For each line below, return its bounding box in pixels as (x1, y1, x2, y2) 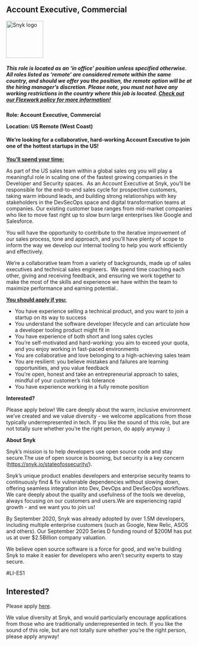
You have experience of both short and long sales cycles (14, 332, 153, 340)
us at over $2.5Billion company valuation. (6, 533, 107, 541)
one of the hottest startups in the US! (6, 142, 99, 150)
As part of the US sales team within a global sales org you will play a (6, 167, 173, 174)
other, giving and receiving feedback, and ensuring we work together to (6, 272, 181, 279)
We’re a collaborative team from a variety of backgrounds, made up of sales (6, 259, 191, 266)
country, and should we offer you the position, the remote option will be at (6, 77, 192, 85)
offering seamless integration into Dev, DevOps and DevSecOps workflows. (6, 484, 190, 491)
